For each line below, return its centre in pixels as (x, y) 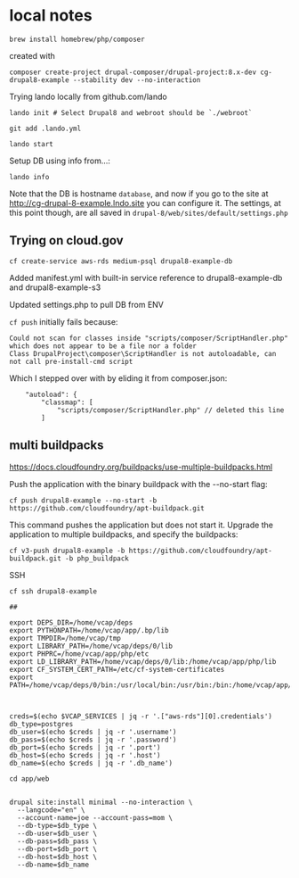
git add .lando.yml (45, 128)
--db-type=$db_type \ (57, 825)
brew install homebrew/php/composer (77, 39)
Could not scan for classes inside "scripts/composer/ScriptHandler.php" (149, 338)
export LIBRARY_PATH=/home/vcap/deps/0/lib (91, 646)
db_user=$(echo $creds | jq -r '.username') (93, 732)
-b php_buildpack (97, 559)
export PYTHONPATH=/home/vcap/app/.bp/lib (89, 630)
